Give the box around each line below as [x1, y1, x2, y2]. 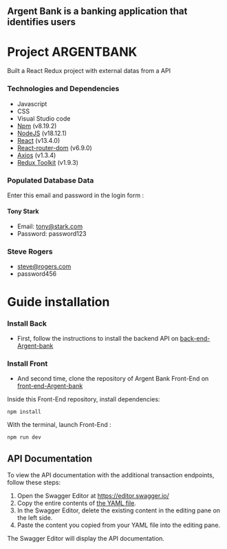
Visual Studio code [17, 114, 71, 123]
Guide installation [7, 294, 110, 310]
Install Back [7, 319, 47, 328]
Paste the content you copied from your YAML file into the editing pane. [17, 521, 221, 530]
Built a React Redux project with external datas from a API [7, 67, 171, 75]
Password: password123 [17, 230, 87, 238]
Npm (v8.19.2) [17, 121, 57, 130]
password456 [17, 270, 57, 278]
